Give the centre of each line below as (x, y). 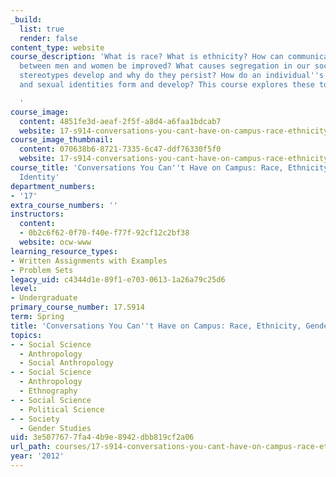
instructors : (37, 214)
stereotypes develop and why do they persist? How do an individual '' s (172, 76)
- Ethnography (48, 391)
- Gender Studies (55, 428)
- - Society (35, 419)
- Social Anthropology (66, 363)
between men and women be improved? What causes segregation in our (165, 66)
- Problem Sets (42, 270)
